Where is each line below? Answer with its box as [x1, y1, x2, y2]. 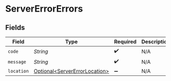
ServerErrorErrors [5, 3, 83, 15]
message [8, 59, 26, 65]
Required [114, 38, 136, 45]
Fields [5, 23, 25, 32]
